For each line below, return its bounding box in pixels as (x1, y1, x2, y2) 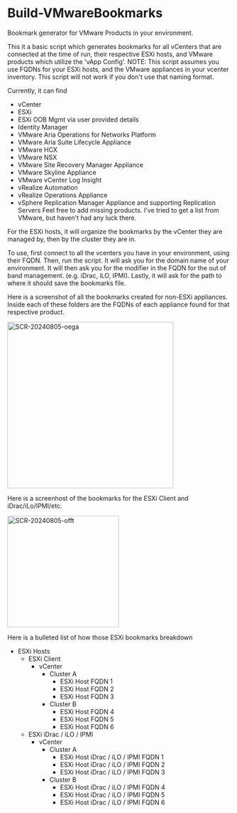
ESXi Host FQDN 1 (60, 677, 114, 686)
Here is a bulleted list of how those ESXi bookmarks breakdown (7, 633, 193, 642)
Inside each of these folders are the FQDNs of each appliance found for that (7, 300, 230, 309)
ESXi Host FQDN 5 (60, 715, 114, 723)
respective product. (7, 307, 65, 316)
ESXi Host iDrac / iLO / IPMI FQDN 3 (60, 767, 165, 776)
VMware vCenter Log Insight (17, 176, 101, 184)
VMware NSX (17, 153, 57, 161)
